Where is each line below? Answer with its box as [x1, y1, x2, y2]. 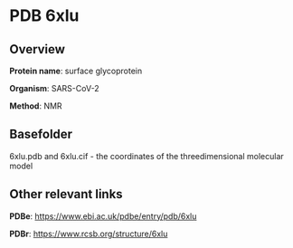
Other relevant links [9, 186, 124, 202]
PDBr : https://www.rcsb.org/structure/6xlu [9, 228, 168, 239]
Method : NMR [9, 100, 62, 111]
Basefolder [9, 127, 73, 142]
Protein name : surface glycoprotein [9, 65, 143, 76]
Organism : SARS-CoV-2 [9, 83, 99, 93]
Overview [9, 42, 66, 57]
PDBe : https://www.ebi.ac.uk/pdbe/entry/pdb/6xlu [9, 210, 197, 222]
